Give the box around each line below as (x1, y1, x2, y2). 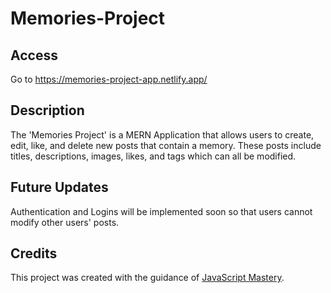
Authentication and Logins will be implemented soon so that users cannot (10, 205, 313, 217)
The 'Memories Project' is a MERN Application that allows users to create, (10, 128, 315, 141)
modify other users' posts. (10, 216, 120, 228)
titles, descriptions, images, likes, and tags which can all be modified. (10, 150, 297, 162)
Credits (10, 245, 58, 262)
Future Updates (10, 179, 109, 196)
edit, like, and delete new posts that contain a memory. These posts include (10, 139, 322, 151)
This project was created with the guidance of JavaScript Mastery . (10, 272, 285, 284)
